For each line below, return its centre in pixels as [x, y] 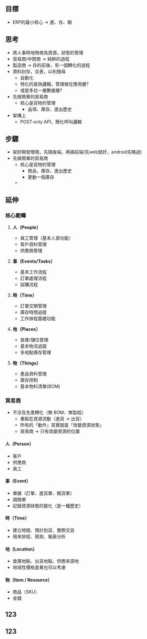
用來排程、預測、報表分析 [39, 536]
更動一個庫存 [41, 177]
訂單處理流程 [33, 279]
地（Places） [26, 329]
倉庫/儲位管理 [34, 340]
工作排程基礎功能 [38, 319]
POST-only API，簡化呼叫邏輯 [51, 122]
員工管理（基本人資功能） [47, 238]
